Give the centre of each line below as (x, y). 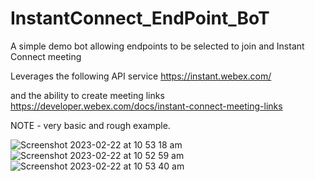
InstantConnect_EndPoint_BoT (140, 18)
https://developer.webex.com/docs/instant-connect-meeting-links (146, 106)
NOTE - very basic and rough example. (90, 125)
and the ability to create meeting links (87, 95)
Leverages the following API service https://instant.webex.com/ (141, 76)
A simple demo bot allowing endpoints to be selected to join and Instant (157, 46)
